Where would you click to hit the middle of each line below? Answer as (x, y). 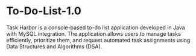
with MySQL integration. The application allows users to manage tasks (93, 33)
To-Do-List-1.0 (44, 11)
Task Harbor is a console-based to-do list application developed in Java (96, 27)
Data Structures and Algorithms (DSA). (54, 46)
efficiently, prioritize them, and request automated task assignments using (98, 40)
